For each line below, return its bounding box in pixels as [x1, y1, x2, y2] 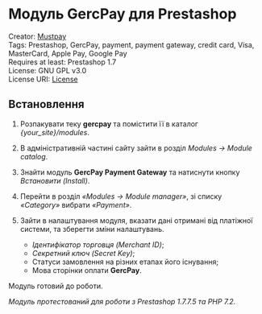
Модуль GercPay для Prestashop [8, 5, 237, 23]
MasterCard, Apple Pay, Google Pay [8, 48, 127, 58]
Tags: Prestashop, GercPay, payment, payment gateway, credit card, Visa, [8, 39, 255, 49]
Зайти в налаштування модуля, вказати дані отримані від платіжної [19, 215, 253, 225]
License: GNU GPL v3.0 [8, 65, 87, 75]
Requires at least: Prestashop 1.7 [8, 57, 117, 67]
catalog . [19, 151, 48, 161]
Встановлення [8, 97, 85, 111]
